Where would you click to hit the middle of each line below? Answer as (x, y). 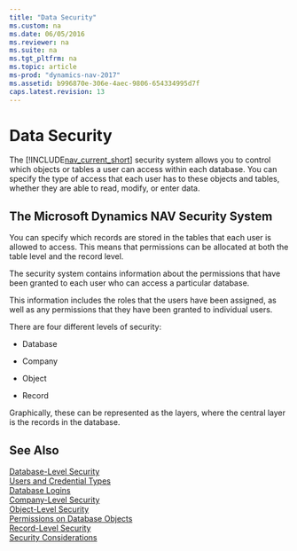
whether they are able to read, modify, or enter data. (105, 188)
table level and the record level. (66, 256)
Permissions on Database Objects (71, 519)
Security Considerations (53, 538)
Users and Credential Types (60, 481)
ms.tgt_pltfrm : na (43, 59)
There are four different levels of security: (86, 327)
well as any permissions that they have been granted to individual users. (141, 310)
